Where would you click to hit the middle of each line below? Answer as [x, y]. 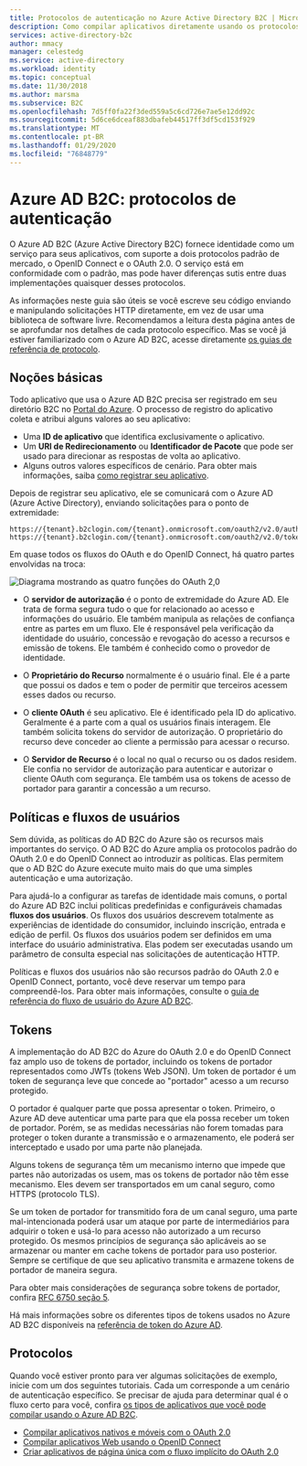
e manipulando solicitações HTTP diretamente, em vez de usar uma [137, 310]
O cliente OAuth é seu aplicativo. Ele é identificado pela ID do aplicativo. [159, 713]
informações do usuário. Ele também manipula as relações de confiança [159, 619]
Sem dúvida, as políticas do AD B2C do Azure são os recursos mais [137, 839]
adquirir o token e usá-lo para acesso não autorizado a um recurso [135, 1231]
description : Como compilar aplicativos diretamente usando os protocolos [155, 27]
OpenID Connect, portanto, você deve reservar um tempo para [127, 982]
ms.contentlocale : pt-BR [57, 137]
